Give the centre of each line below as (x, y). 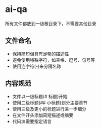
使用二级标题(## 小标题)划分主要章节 (50, 103)
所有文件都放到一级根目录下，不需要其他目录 (51, 23)
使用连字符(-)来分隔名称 (37, 66)
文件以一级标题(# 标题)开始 (40, 96)
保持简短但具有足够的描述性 (41, 54)
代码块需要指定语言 (32, 121)
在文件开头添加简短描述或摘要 (43, 115)
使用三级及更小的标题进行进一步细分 (49, 109)
